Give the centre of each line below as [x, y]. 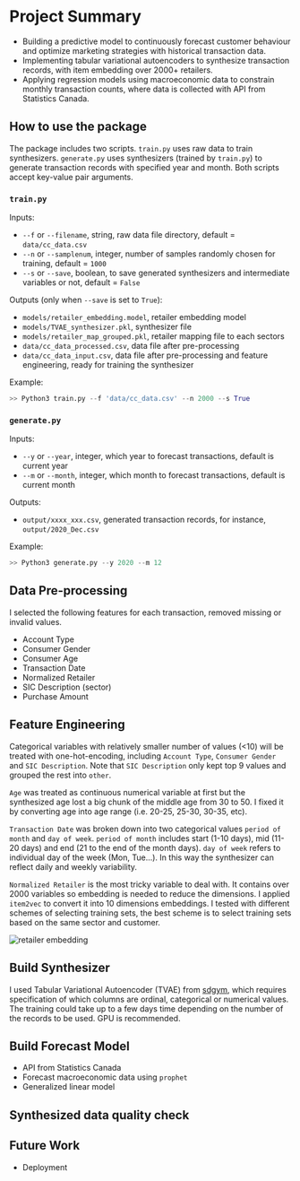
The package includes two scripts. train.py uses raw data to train [131, 148]
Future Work [45, 1146]
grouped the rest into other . [60, 775]
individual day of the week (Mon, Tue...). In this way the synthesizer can [142, 857]
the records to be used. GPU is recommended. [95, 1018]
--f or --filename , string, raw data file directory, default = [129, 235]
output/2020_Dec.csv [60, 530]
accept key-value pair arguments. [72, 177]
